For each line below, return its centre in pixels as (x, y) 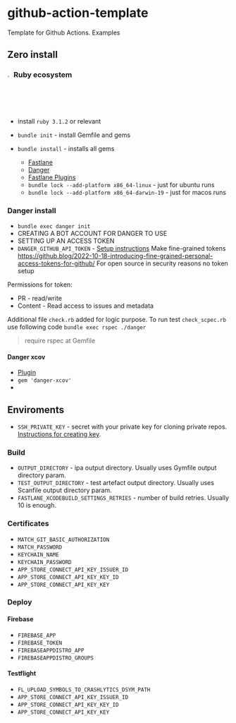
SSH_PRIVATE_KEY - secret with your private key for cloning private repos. (122, 426)
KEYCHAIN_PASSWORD (44, 562)
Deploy (20, 602)
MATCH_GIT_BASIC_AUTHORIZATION (63, 539)
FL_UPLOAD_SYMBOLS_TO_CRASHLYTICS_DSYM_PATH (84, 690)
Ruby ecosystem (43, 75)
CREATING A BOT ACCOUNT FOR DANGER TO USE (92, 233)
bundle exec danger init (54, 226)
